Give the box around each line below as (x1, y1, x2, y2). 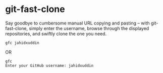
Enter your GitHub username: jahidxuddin (5, 63, 94, 68)
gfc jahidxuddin (5, 40, 39, 45)
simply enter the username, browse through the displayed (29, 25, 149, 31)
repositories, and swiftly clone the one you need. (5, 30, 107, 36)
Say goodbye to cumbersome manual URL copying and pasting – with (5, 20, 150, 26)
